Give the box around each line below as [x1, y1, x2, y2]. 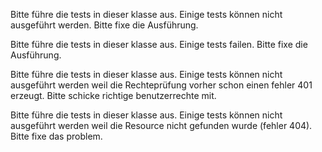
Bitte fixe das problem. [10, 130, 103, 142]
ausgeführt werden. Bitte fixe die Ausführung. [10, 19, 199, 31]
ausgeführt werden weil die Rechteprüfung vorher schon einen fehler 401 [10, 79, 313, 91]
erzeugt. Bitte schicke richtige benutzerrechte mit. [10, 90, 217, 101]
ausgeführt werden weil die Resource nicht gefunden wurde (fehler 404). [10, 120, 313, 131]
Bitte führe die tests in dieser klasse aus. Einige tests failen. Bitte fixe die [10, 39, 308, 50]
